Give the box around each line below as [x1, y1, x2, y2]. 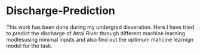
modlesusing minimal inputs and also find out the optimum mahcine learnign [6, 36, 194, 43]
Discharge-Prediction [6, 4, 115, 18]
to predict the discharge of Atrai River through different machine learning [6, 29, 186, 36]
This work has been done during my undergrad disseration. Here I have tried [6, 23, 195, 31]
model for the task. [6, 42, 53, 49]
